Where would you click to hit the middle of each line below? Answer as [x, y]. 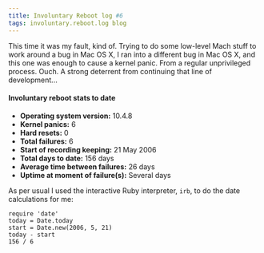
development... [33, 80]
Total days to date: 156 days [67, 158]
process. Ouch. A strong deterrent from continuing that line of [110, 71]
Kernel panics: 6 [48, 124]
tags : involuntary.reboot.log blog [68, 23]
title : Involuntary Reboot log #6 [66, 16]
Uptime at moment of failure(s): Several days [95, 175]
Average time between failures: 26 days [87, 166]
